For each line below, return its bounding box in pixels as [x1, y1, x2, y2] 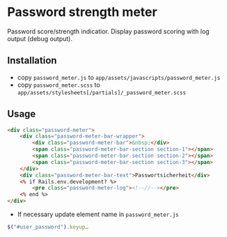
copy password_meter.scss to [17, 81, 101, 89]
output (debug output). [7, 34, 73, 42]
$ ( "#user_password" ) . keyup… [7, 224, 89, 231]
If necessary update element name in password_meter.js [17, 210, 179, 219]
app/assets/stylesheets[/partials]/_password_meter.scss [17, 89, 187, 96]
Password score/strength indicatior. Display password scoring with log [7, 27, 210, 35]
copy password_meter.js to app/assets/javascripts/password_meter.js [17, 73, 221, 81]
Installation [7, 55, 57, 67]
